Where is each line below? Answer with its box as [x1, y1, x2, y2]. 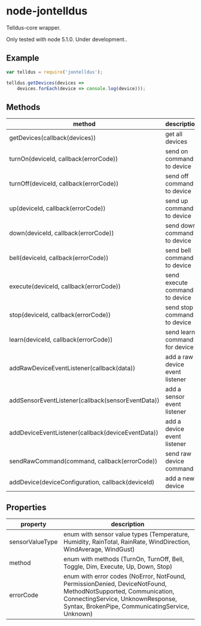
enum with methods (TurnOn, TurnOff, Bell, [63, 555, 184, 563]
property [20, 520, 47, 528]
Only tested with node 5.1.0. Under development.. [6, 35, 127, 43]
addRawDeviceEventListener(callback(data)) [9, 364, 136, 373]
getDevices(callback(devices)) [9, 134, 96, 142]
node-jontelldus [6, 4, 88, 18]
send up [165, 197, 188, 205]
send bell [165, 246, 191, 254]
